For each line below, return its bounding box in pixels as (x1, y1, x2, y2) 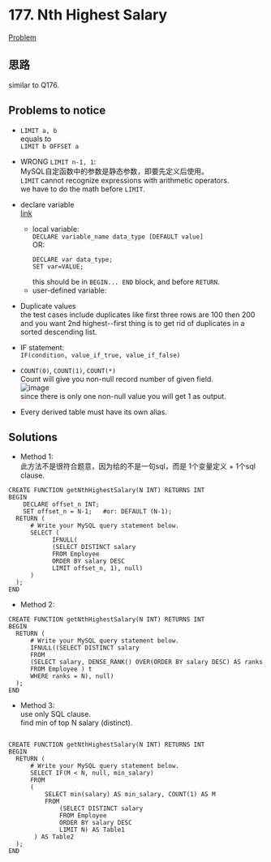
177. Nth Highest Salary (8, 6, 168, 24)
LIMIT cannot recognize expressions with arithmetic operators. (19, 175, 230, 185)
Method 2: (19, 600, 55, 610)
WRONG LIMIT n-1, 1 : (19, 157, 97, 166)
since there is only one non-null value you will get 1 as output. (19, 391, 227, 401)
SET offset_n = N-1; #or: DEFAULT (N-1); (23, 508, 173, 516)
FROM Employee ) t (29, 665, 92, 674)
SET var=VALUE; (32, 262, 84, 271)
